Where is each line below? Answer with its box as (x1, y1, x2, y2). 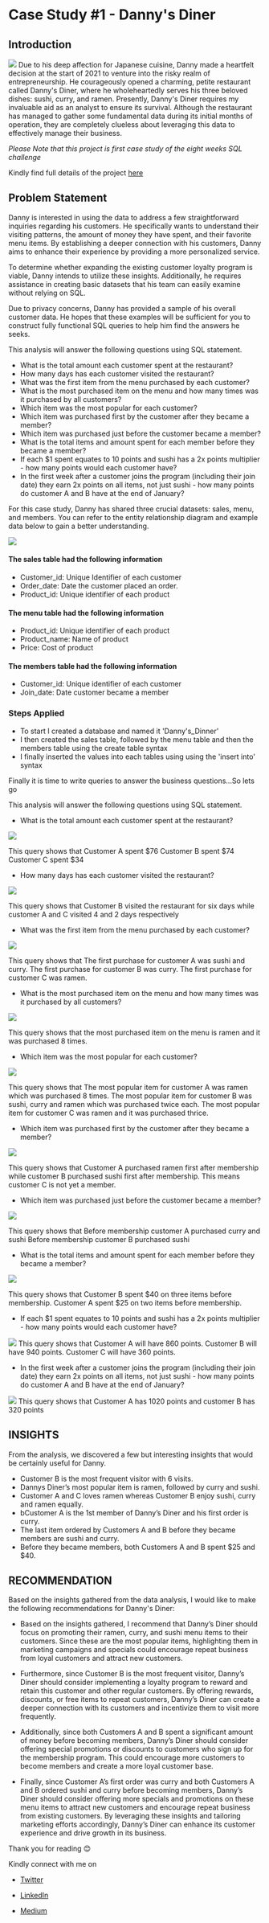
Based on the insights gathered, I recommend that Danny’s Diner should (19, 1619, 259, 1629)
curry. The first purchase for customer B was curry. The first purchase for (8, 964, 253, 974)
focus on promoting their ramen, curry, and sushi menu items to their (19, 1628, 248, 1638)
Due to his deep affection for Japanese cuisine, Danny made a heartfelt (18, 60, 255, 69)
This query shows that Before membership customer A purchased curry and (8, 1226, 261, 1236)
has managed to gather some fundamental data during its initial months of (8, 111, 253, 121)
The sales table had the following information (8, 555, 163, 564)
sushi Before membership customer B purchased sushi (8, 1234, 190, 1244)
